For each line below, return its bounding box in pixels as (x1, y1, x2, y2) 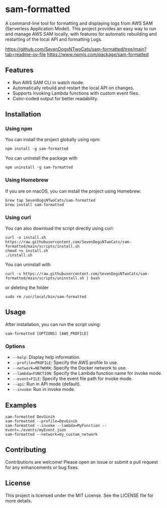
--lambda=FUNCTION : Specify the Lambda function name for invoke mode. (12, 370, 162, 376)
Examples (5, 401, 37, 409)
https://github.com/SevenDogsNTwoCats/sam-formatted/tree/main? (5, 46, 147, 52)
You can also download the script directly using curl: (5, 225, 114, 231)
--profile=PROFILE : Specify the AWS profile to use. (12, 359, 118, 366)
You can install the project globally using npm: (5, 137, 101, 143)
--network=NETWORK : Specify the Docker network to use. (12, 365, 127, 371)
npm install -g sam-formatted (5, 146, 69, 152)
